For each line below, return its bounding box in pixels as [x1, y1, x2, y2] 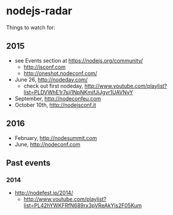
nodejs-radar [6, 4, 72, 18]
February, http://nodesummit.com [14, 134, 97, 141]
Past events [6, 158, 51, 168]
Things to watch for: [6, 24, 56, 31]
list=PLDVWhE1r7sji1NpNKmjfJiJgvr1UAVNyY [23, 88, 133, 96]
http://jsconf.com [23, 63, 66, 70]
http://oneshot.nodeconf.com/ [23, 70, 98, 77]
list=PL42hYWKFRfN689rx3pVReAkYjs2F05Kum [23, 202, 142, 209]
